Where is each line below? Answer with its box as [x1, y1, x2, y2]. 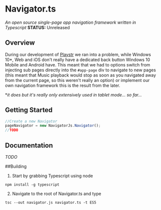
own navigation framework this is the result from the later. [5, 82, 120, 88]
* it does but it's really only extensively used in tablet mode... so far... [5, 92, 142, 97]
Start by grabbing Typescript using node [12, 173, 93, 178]
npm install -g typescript [5, 182, 60, 187]
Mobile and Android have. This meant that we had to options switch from [5, 62, 150, 67]
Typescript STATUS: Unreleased [5, 24, 70, 30]
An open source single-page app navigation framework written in [5, 19, 136, 25]
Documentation [5, 141, 53, 149]
